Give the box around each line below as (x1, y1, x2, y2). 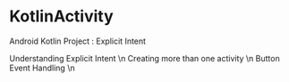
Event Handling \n (9, 62, 75, 73)
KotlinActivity (9, 6, 114, 27)
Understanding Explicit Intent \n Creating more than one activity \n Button (9, 53, 280, 63)
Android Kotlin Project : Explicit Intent (9, 36, 146, 46)
